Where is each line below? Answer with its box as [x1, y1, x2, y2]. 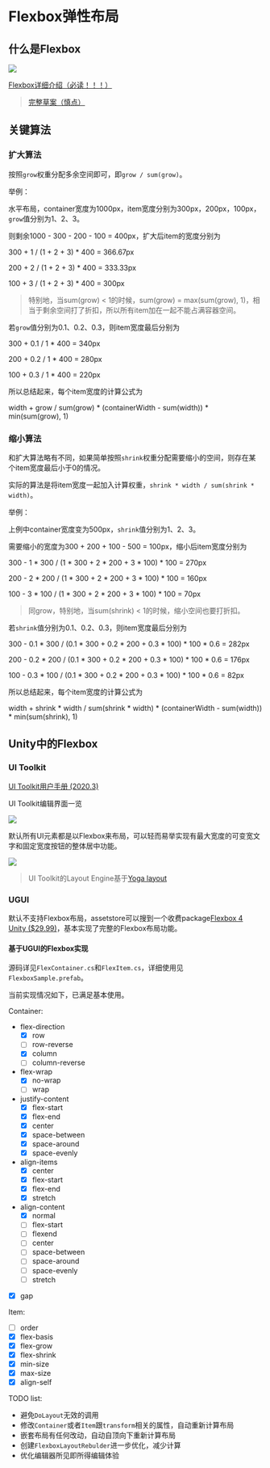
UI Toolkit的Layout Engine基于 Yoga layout [27, 873, 168, 883]
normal [31, 1211, 56, 1221]
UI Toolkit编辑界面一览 [8, 798, 82, 808]
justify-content [19, 1094, 69, 1104]
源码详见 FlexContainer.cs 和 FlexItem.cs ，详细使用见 [8, 963, 184, 973]
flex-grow [19, 1340, 53, 1350]
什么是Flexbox [8, 42, 81, 56]
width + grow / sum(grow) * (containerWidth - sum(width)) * [8, 402, 209, 412]
